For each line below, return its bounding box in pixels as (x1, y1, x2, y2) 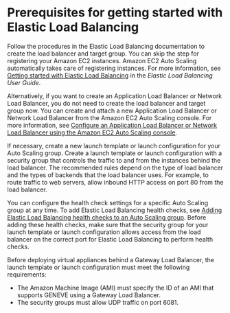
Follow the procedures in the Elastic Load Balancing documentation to (7, 42, 205, 50)
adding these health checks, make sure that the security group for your (7, 220, 209, 229)
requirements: (7, 270, 47, 279)
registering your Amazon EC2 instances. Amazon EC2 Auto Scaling (7, 56, 197, 65)
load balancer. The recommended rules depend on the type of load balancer (7, 163, 224, 172)
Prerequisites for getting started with (7, 5, 223, 21)
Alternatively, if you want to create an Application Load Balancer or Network (7, 91, 222, 100)
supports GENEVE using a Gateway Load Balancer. (16, 290, 161, 299)
